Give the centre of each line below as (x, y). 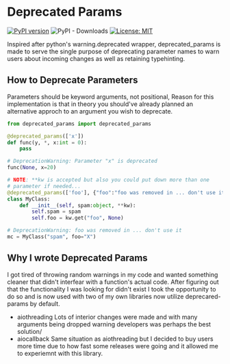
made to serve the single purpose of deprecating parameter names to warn (113, 51)
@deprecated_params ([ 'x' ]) (46, 136)
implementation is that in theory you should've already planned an (100, 104)
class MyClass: (29, 199)
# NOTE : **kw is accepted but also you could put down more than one (108, 180)
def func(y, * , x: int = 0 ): (47, 142)
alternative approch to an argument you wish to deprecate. (90, 111)
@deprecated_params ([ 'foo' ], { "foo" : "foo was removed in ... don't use (111, 192)
